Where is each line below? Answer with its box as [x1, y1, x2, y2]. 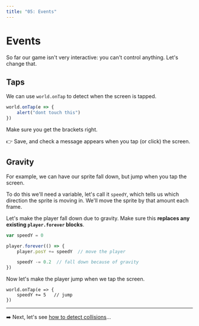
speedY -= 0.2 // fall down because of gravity [17, 259, 139, 265]
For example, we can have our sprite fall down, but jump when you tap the [6, 173, 187, 180]
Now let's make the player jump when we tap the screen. [6, 276, 145, 283]
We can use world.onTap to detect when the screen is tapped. [6, 93, 157, 100]
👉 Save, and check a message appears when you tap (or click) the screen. [6, 138, 191, 145]
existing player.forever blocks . [6, 221, 85, 228]
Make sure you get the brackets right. [6, 126, 98, 133]
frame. [6, 203, 23, 210]
